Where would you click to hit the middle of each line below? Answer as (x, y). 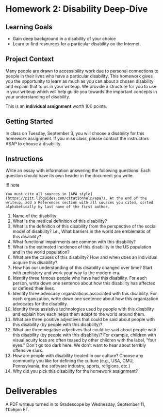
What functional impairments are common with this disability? (74, 242)
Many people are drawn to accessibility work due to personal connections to (82, 71)
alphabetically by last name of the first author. (58, 207)
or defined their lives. (34, 288)
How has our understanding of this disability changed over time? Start (82, 268)
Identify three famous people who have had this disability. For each (80, 278)
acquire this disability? (35, 263)
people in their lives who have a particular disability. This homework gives (79, 76)
